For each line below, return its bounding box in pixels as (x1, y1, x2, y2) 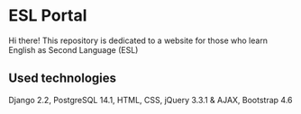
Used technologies (8, 71, 117, 86)
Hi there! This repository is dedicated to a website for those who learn (8, 35, 268, 46)
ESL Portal (8, 5, 87, 26)
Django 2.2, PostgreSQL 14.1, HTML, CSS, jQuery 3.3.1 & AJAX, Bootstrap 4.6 (8, 94, 293, 105)
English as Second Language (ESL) (8, 44, 139, 55)
